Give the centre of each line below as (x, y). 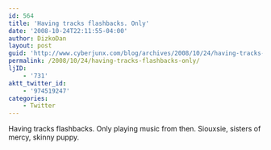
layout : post (30, 46)
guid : (17, 53)
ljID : (17, 69)
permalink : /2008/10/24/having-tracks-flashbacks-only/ (104, 61)
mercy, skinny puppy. (44, 137)
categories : (28, 98)
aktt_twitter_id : (38, 83)
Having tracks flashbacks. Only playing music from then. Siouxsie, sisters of (135, 129)
